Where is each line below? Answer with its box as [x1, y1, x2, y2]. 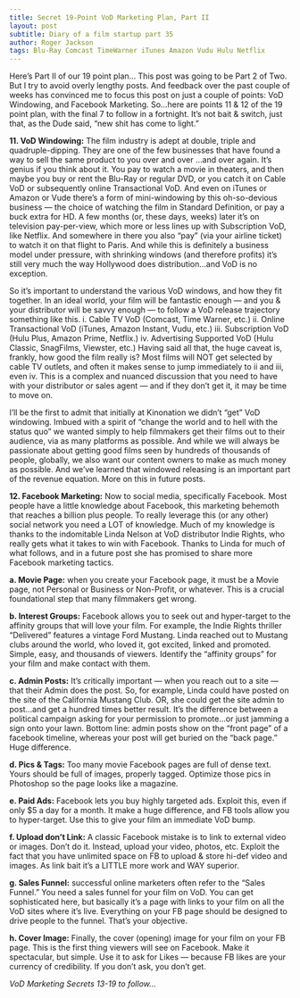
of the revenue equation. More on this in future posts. [9, 474, 205, 485]
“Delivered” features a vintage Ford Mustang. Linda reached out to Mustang [9, 630, 288, 641]
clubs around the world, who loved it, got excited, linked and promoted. [9, 639, 271, 650]
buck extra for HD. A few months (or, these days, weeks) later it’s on [9, 212, 260, 222]
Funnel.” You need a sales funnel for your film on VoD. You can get [9, 887, 254, 898]
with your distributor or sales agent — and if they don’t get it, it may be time [9, 380, 287, 391]
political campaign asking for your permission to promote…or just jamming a [9, 713, 289, 724]
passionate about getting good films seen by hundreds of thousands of [9, 445, 271, 456]
